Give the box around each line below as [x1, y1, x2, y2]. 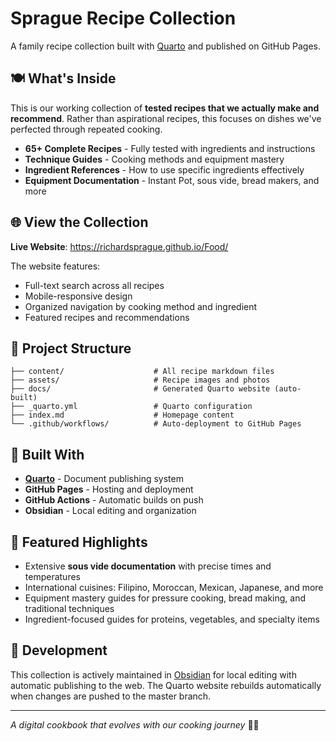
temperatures [24, 571, 81, 582]
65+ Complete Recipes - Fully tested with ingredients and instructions [24, 142, 316, 154]
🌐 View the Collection [10, 214, 149, 231]
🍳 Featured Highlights [10, 533, 148, 551]
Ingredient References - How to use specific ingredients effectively [24, 163, 305, 176]
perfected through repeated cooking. [10, 123, 163, 135]
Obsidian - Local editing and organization [24, 505, 197, 517]
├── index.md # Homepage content [10, 410, 235, 421]
